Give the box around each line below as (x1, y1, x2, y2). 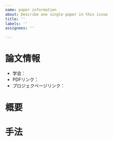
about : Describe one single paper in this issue (5, 12, 108, 17)
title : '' (5, 16, 26, 21)
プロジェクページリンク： (12, 83, 65, 89)
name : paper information (5, 7, 57, 12)
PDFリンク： (12, 76, 39, 82)
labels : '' (5, 21, 28, 26)
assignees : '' (5, 26, 35, 31)
